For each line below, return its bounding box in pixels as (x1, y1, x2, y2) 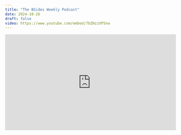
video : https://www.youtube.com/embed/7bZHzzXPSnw (5, 20, 110, 26)
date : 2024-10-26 (5, 12, 40, 17)
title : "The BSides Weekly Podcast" (5, 7, 80, 12)
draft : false (5, 16, 32, 21)
